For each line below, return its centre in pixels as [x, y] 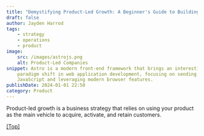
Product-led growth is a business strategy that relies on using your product [100, 108]
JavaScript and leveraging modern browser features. [85, 80]
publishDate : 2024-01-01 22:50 [46, 86]
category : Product [29, 91]
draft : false [23, 18]
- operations [34, 40]
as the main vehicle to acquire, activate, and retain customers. [84, 114]
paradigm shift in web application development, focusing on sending [107, 74]
